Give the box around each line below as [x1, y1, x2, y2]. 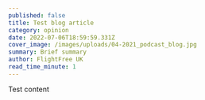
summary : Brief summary [8, 48, 87, 56]
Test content [8, 84, 50, 94]
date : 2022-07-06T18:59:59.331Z [8, 33, 115, 42]
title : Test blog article [8, 19, 94, 27]
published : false [8, 11, 66, 20]
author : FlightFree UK [8, 56, 83, 64]
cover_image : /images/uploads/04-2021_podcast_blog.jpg [8, 41, 197, 49]
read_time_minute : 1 [8, 63, 77, 71]
